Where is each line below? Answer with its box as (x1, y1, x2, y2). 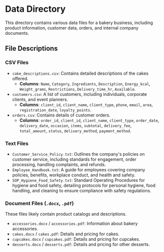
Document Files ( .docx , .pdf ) (5, 200, 74, 207)
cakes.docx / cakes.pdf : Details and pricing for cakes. (12, 231, 120, 237)
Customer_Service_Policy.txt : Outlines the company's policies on (12, 151, 145, 157)
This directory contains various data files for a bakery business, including (5, 20, 153, 26)
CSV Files (5, 59, 29, 66)
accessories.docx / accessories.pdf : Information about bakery (12, 221, 138, 226)
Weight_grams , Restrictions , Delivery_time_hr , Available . (19, 86, 136, 92)
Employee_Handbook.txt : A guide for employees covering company (12, 167, 145, 172)
